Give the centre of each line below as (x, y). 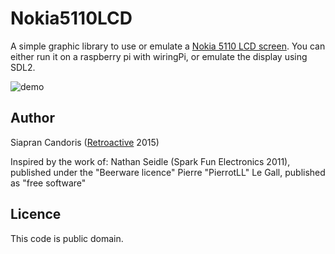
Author (32, 118)
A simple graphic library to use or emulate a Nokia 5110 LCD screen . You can (168, 46)
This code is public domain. (67, 238)
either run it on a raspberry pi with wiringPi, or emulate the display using (159, 56)
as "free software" (48, 183)
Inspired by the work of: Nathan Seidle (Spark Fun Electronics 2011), (150, 161)
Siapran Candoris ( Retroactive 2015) (85, 142)
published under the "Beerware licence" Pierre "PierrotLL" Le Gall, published (168, 172)
